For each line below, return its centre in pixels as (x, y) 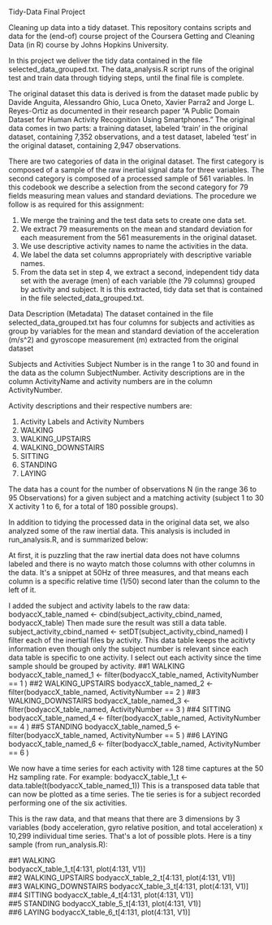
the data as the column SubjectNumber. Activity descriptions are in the (127, 373)
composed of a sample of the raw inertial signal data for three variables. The (136, 170)
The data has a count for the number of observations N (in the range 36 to (133, 489)
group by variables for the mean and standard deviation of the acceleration (134, 331)
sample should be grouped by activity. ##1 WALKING (97, 666)
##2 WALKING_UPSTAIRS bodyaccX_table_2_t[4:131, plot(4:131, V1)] (122, 877)
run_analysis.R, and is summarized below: (78, 539)
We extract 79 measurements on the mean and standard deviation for (136, 229)
